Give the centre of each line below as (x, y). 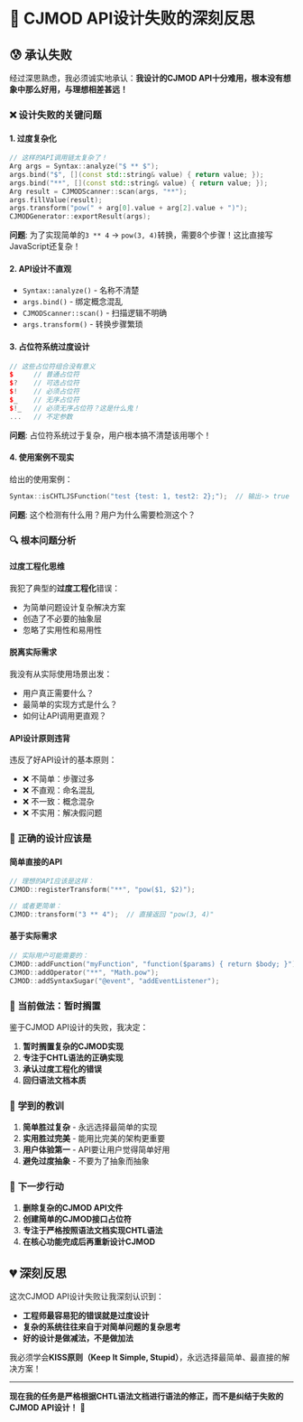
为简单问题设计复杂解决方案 (74, 607)
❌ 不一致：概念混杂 (58, 802)
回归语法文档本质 (54, 1080)
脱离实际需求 (33, 652)
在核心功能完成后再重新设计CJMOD (89, 1241)
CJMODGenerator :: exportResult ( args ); (80, 217)
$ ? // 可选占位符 (44, 383)
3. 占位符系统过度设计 (50, 346)
